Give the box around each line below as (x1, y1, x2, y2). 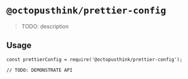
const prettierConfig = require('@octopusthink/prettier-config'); (6, 57, 183, 63)
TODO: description (21, 22, 69, 30)
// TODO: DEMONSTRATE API (6, 67, 72, 73)
